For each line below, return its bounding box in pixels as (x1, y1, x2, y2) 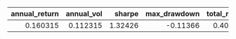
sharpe (114, 9, 139, 18)
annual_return (11, 9, 60, 18)
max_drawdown (145, 9, 200, 18)
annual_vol (65, 9, 103, 18)
